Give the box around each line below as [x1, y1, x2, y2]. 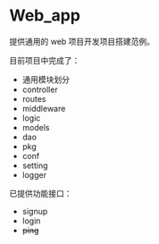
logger [21, 169, 47, 180]
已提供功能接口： [9, 188, 72, 198]
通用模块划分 [21, 73, 70, 85]
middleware [21, 103, 66, 114]
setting [21, 160, 48, 171]
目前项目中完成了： [9, 55, 80, 65]
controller [21, 84, 58, 95]
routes [21, 93, 46, 104]
